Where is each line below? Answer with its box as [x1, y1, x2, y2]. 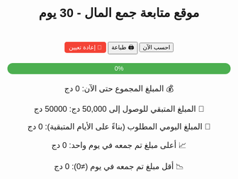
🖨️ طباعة [110, 43, 135, 51]
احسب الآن [142, 43, 171, 51]
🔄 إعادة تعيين [68, 43, 103, 51]
